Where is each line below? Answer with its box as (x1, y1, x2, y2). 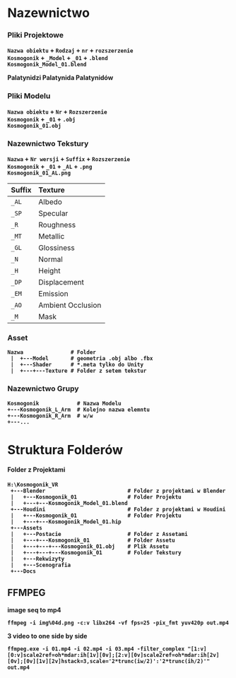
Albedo (38, 197, 62, 207)
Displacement (38, 278, 85, 287)
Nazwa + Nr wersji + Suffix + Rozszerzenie (7, 155, 131, 163)
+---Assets (10, 525, 42, 532)
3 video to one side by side (7, 631, 88, 640)
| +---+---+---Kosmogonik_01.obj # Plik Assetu (10, 543, 170, 550)
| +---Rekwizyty (10, 556, 65, 563)
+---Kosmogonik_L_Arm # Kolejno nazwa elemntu (7, 406, 151, 413)
